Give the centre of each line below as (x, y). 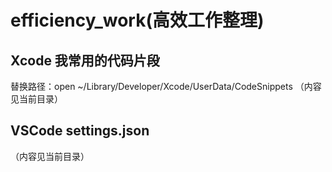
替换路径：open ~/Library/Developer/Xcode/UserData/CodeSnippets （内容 (166, 86)
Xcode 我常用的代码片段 (85, 60)
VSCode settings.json (80, 131)
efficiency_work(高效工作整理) (137, 20)
